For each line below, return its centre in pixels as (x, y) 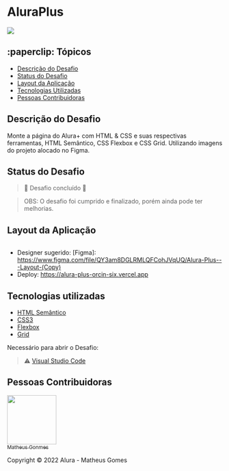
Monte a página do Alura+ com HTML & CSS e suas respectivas (97, 136)
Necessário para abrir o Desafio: (53, 347)
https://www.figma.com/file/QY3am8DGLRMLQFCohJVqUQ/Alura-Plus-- (119, 260)
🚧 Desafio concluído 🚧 (55, 188)
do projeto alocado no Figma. (49, 150)
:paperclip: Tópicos (49, 52)
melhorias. (39, 209)
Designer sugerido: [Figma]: (56, 253)
